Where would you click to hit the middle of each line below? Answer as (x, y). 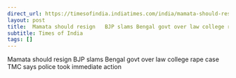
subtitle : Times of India (45, 33)
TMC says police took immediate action (64, 67)
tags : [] (20, 40)
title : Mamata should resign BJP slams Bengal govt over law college (116, 26)
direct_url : (25, 14)
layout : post (26, 20)
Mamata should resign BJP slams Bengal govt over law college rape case (113, 59)
